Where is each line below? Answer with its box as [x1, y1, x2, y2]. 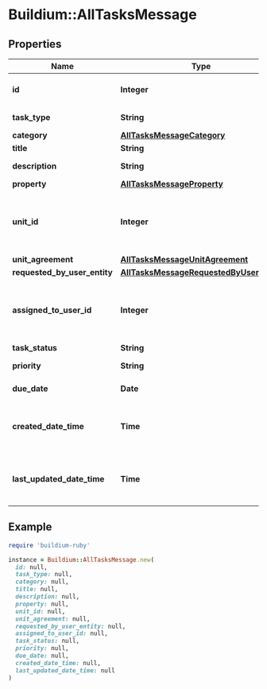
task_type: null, [15, 571, 73, 579]
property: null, [15, 600, 69, 608]
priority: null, [15, 644, 69, 652]
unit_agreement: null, [15, 614, 91, 623]
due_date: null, [15, 652, 69, 660]
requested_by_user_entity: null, [15, 622, 126, 630]
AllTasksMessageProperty [120, 179, 224, 189]
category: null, [15, 578, 69, 586]
